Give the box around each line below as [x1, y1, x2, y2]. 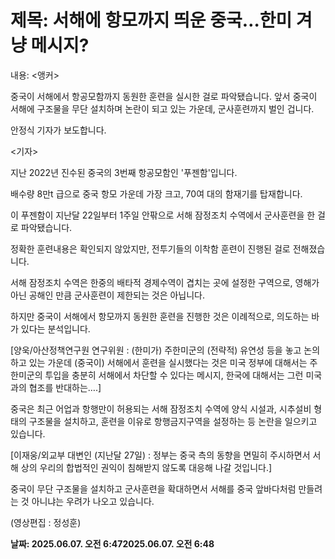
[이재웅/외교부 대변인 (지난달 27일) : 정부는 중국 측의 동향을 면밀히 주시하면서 [10, 449, 311, 461]
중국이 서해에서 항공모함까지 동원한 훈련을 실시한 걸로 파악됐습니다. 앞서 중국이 [10, 90, 318, 102]
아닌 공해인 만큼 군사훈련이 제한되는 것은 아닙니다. [10, 289, 206, 301]
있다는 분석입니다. [20, 322, 91, 335]
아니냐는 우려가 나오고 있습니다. [31, 495, 155, 507]
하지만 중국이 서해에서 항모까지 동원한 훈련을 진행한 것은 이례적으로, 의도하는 [10, 310, 310, 322]
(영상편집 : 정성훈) [10, 516, 82, 528]
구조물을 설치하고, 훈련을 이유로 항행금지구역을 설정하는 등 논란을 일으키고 [28, 415, 318, 427]
